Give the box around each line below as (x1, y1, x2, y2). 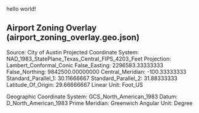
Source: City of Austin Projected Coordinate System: (6, 48, 139, 56)
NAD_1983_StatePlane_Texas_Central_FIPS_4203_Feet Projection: (6, 55, 171, 62)
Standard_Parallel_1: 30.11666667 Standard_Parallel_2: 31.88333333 (6, 75, 178, 82)
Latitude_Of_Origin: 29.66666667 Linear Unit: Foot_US (6, 81, 143, 88)
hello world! (6, 5, 36, 12)
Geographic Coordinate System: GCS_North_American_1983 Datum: (6, 93, 178, 100)
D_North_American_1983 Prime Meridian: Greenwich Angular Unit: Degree (6, 99, 193, 106)
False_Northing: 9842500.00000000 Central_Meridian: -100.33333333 (6, 68, 187, 75)
